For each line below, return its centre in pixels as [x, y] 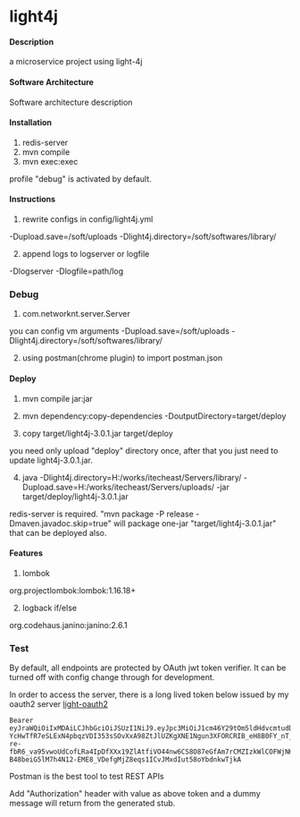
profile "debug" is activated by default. [80, 179]
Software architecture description [71, 102]
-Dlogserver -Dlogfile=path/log [67, 271]
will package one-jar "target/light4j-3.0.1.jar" [195, 523]
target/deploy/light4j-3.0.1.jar [75, 496]
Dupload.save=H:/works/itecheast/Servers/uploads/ [118, 487]
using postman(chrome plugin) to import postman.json [122, 358]
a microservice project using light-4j [76, 62]
